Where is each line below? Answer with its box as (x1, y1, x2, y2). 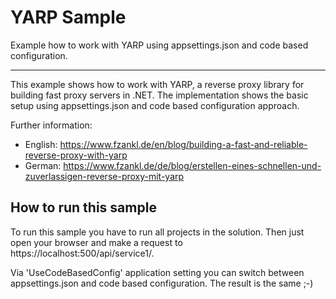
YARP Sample (10, 6, 127, 29)
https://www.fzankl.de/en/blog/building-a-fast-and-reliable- (59, 138, 308, 150)
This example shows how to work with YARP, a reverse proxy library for (10, 78, 305, 90)
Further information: (10, 119, 93, 131)
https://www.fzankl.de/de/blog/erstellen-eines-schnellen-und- (63, 159, 322, 171)
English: (24, 138, 58, 150)
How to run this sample (10, 199, 157, 216)
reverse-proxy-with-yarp (24, 149, 128, 161)
